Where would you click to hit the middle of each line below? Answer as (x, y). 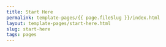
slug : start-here (28, 29)
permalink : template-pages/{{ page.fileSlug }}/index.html (83, 18)
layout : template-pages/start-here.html (59, 23)
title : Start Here (30, 12)
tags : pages (21, 35)
